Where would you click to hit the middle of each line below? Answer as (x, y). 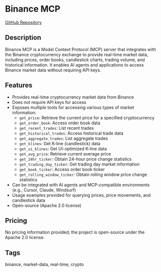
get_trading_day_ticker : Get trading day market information (79, 164)
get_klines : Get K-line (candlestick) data (60, 143)
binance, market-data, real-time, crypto (44, 264)
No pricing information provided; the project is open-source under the (75, 232)
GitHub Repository (24, 22)
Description (23, 38)
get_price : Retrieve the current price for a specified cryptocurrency (87, 118)
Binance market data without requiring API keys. (53, 70)
